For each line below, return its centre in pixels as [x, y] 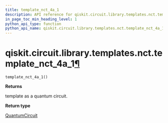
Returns [14, 86]
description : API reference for [39, 14]
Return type [18, 106]
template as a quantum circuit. [36, 96]
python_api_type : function [33, 24]
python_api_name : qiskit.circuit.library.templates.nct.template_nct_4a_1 [85, 28]
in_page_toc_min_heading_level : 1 [41, 19]
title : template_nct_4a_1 [32, 10]
